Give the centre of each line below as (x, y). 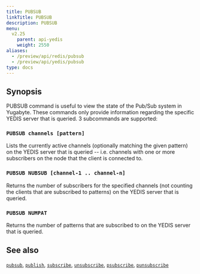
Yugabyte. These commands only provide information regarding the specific (100, 112)
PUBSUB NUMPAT (27, 213)
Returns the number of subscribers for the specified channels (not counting (99, 185)
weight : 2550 (33, 45)
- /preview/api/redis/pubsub (48, 56)
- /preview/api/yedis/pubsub (48, 62)
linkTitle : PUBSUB (29, 17)
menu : (13, 28)
